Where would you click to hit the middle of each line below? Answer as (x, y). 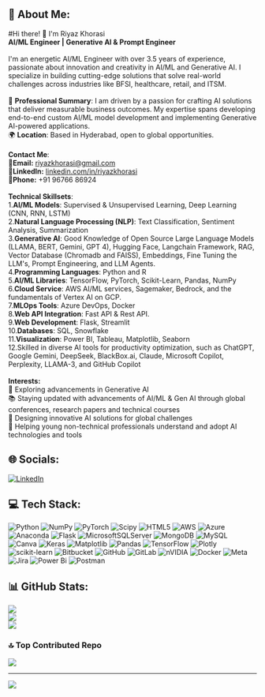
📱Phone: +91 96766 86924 (52, 179)
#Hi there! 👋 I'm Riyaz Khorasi (56, 33)
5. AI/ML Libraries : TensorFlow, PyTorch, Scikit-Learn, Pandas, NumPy (122, 280)
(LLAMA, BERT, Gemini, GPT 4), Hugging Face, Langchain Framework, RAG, (131, 246)
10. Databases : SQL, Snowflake (58, 330)
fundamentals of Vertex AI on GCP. (65, 297)
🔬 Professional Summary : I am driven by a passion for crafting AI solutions (130, 100)
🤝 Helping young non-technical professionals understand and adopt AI (123, 426)
